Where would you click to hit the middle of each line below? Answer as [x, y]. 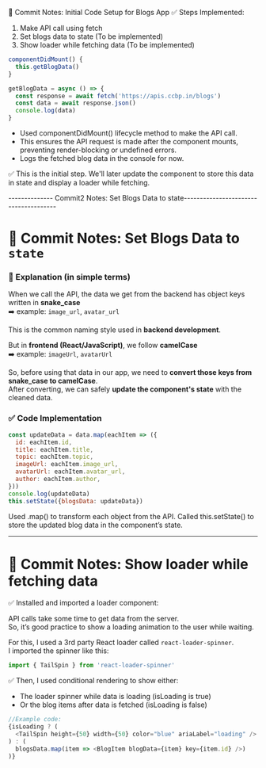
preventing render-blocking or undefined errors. [98, 150]
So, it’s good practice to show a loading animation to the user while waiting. [131, 627]
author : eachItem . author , [58, 480]
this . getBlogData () [47, 67]
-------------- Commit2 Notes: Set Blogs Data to [87, 198]
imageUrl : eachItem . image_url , [67, 464]
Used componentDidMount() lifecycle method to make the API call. [128, 133]
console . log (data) [46, 111]
